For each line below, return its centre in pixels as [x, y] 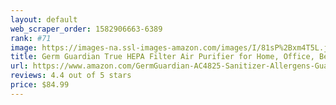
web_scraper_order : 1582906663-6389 [86, 29]
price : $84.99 [40, 85]
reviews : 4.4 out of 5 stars [71, 76]
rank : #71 [31, 38]
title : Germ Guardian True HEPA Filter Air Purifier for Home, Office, [162, 57]
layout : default [44, 19]
